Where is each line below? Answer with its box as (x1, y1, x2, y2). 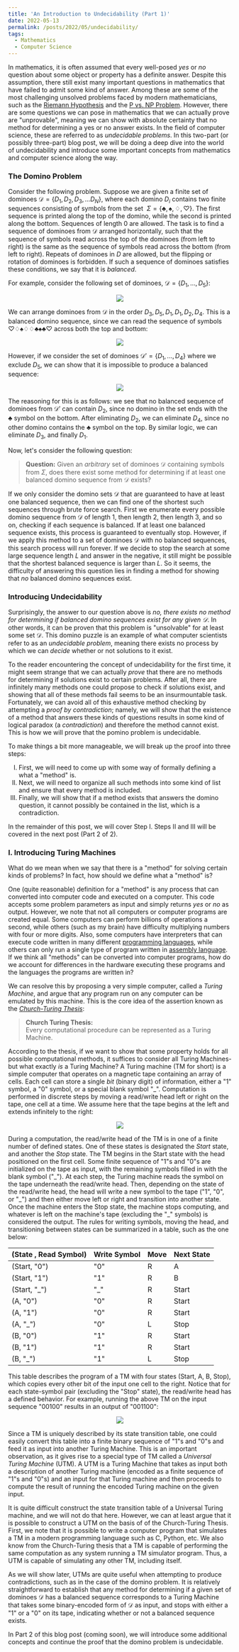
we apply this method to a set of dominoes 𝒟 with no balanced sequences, (8, 536, 227, 544)
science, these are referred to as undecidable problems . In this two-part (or (8, 131, 229, 139)
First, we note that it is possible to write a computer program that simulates (8, 1526, 227, 1535)
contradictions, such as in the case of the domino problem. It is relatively (8, 1578, 221, 1587)
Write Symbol (93, 1250, 141, 1260)
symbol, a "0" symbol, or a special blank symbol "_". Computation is (8, 1085, 206, 1094)
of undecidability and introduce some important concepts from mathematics (8, 146, 231, 154)
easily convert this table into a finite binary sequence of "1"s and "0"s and (8, 1437, 224, 1446)
